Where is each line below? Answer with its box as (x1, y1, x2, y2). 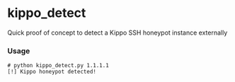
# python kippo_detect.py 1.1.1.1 (7, 62, 110, 69)
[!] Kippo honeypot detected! (7, 69, 97, 76)
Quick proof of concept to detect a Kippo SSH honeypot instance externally (7, 28, 228, 37)
